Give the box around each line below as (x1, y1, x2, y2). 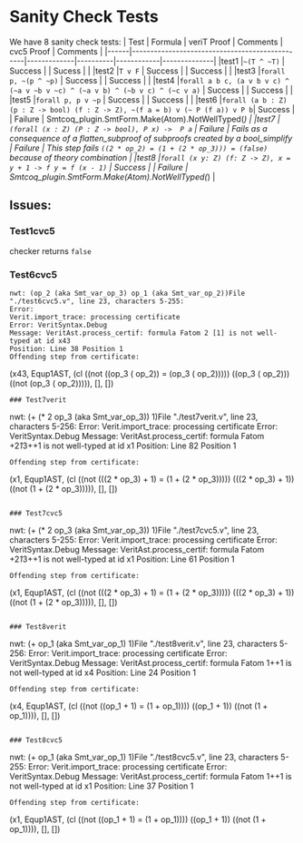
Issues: (9, 198, 52, 213)
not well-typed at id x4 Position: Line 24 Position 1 (9, 667, 197, 678)
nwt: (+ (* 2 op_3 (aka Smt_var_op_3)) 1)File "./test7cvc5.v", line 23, (9, 524, 259, 535)
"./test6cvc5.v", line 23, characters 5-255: (9, 297, 184, 306)
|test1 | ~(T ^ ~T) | (218, 55, 286, 66)
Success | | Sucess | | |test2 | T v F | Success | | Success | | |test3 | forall (9, 65, 286, 76)
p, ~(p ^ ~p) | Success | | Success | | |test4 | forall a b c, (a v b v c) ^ (9, 74, 290, 85)
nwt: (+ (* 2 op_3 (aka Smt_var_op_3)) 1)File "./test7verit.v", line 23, (9, 411, 259, 422)
